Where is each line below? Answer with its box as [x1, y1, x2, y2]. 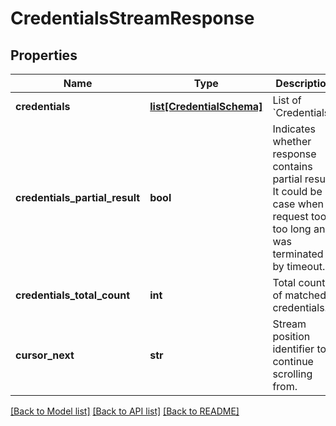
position [272, 330, 311, 343]
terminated [272, 247, 324, 261]
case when [272, 197, 325, 211]
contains [272, 160, 313, 173]
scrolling [272, 367, 313, 381]
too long [272, 222, 312, 236]
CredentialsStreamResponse [10, 7, 255, 30]
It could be [272, 185, 323, 198]
